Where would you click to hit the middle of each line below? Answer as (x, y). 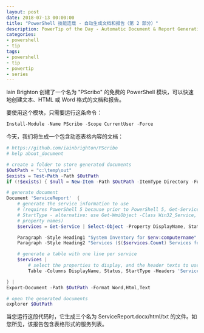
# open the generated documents (47, 298)
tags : (13, 52)
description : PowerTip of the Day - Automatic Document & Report (90, 29)
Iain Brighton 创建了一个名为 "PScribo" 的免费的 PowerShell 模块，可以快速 (100, 92)
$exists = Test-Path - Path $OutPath (53, 176)
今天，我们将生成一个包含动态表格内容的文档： (65, 137)
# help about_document (35, 154)
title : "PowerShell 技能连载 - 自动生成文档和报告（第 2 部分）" (83, 23)
